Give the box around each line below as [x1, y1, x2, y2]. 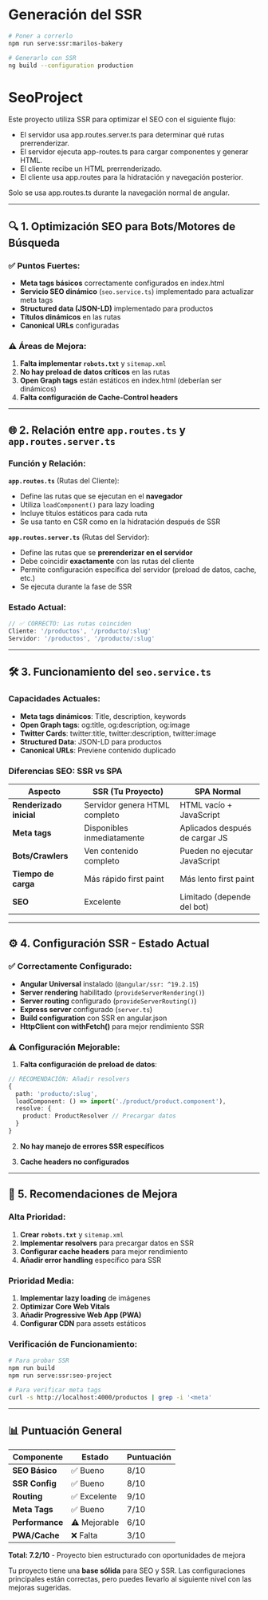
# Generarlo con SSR [8, 54, 77, 62]
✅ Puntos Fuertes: [8, 260, 81, 271]
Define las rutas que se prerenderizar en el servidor [19, 548, 193, 558]
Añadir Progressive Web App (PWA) [19, 1310, 142, 1320]
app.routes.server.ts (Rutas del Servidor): [8, 533, 150, 542]
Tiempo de [12, 868, 54, 879]
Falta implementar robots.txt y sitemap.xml [19, 359, 167, 368]
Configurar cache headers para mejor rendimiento [19, 1246, 188, 1256]
